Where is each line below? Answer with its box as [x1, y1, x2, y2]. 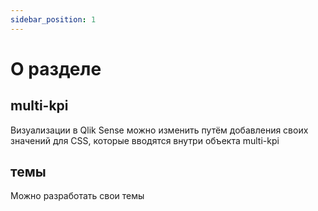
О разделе [10, 57, 102, 80]
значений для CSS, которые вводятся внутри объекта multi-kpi [10, 134, 280, 146]
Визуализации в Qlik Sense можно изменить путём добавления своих [10, 124, 309, 136]
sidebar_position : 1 [10, 14, 97, 25]
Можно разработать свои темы [10, 190, 145, 202]
